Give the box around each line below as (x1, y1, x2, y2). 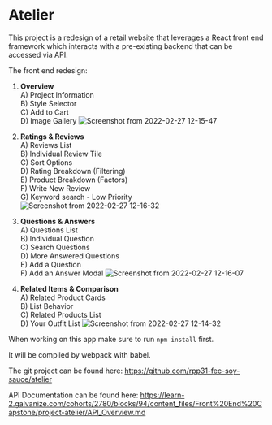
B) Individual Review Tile (19, 149, 103, 158)
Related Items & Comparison (19, 284, 119, 293)
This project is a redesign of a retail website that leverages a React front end (8, 33, 264, 42)
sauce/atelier (8, 374, 53, 384)
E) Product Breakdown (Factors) (19, 175, 128, 184)
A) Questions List (19, 225, 79, 235)
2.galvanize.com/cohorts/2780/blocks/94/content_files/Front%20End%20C (8, 398, 262, 408)
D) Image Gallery (19, 115, 77, 125)
